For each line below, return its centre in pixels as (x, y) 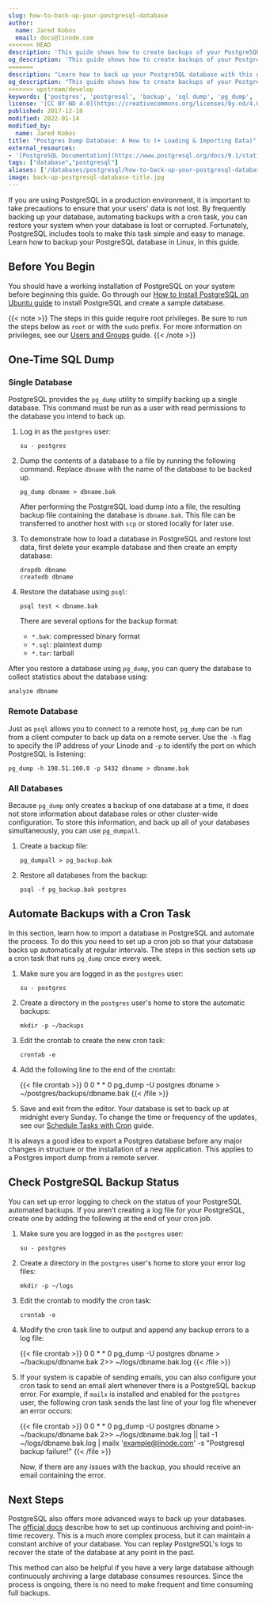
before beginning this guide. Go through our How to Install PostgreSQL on (129, 294)
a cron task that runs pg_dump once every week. (85, 958)
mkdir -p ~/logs (46, 1286)
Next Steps (36, 1499)
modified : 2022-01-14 (44, 119)
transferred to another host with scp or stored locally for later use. (127, 524)
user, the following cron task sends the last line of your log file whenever (138, 1402)
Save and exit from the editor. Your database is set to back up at (124, 1108)
